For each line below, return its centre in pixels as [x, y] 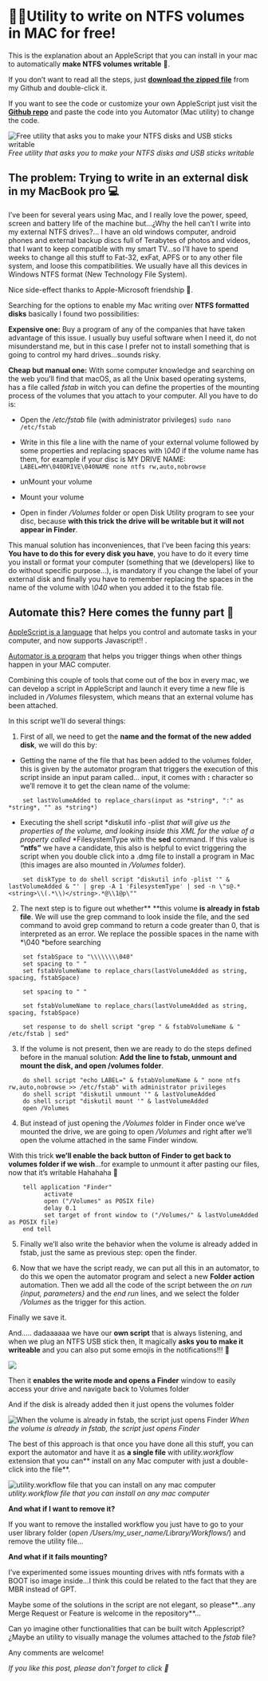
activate [58, 1194]
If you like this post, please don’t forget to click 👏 [89, 1668]
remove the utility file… [46, 1541]
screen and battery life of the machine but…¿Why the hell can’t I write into [130, 223]
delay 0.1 [60, 1208]
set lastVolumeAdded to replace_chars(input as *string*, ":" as [134, 800]
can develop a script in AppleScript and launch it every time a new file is [127, 688]
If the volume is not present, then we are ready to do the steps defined [136, 1048]
